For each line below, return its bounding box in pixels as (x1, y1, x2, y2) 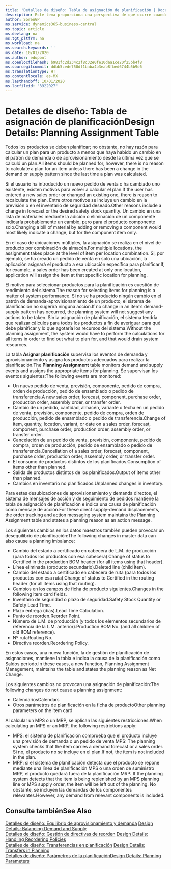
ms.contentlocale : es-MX (5, 74, 58, 79)
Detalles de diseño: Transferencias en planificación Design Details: (5, 842, 146, 848)
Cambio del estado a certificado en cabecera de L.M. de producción (12, 547, 156, 554)
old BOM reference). (12, 629, 56, 635)
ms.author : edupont (5, 55, 47, 60)
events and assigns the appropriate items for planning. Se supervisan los (5, 367, 158, 374)
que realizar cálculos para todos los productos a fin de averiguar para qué (5, 320, 161, 326)
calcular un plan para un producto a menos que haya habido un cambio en (5, 149, 161, 155)
